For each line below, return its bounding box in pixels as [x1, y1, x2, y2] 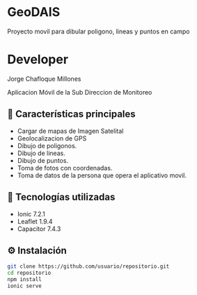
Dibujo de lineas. [17, 149, 66, 157]
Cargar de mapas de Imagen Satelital [17, 127, 124, 135]
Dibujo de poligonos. [17, 141, 77, 150]
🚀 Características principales [7, 109, 136, 120]
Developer [7, 51, 68, 67]
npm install [7, 276, 42, 283]
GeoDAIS [7, 4, 61, 20]
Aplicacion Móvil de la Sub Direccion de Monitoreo [7, 88, 152, 96]
